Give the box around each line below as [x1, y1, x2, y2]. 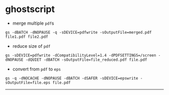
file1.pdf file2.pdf [5, 34, 49, 39]
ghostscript [5, 4, 55, 15]
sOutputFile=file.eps [5, 80, 51, 85]
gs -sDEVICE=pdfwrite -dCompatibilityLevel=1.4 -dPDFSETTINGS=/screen [5, 53, 156, 58]
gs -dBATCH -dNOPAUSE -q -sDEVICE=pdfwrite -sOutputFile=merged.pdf [5, 30, 152, 35]
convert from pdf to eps [12, 66, 61, 72]
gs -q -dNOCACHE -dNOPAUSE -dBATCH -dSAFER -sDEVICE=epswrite [5, 75, 138, 81]
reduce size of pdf [12, 43, 51, 49]
